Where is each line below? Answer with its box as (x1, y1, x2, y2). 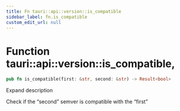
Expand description (6, 87, 53, 94)
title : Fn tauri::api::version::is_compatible (6, 8, 122, 15)
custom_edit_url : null (6, 19, 61, 25)
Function (6, 44, 50, 58)
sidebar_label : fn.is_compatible (6, 14, 88, 20)
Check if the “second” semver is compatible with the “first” (6, 98, 148, 105)
